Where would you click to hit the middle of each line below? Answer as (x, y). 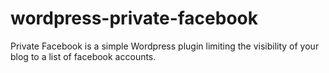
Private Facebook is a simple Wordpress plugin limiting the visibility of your (165, 46)
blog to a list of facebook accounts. (83, 56)
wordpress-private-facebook (134, 18)
